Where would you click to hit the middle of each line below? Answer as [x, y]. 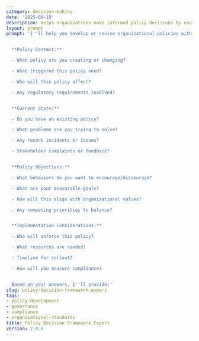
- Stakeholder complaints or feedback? [61, 151]
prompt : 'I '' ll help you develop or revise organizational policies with [99, 34]
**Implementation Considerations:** [57, 226]
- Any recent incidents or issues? [55, 141]
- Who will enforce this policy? [53, 237]
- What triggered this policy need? [57, 71]
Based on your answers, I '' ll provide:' [62, 284]
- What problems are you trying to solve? [65, 130]
